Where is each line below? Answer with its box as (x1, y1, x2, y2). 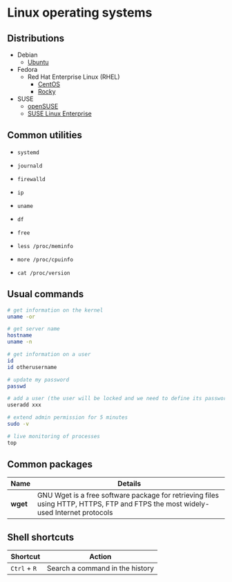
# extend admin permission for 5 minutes (7, 414, 128, 421)
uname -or (7, 313, 36, 320)
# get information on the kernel (7, 306, 104, 314)
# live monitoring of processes (7, 433, 100, 440)
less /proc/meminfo (17, 243, 74, 250)
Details (117, 479, 142, 489)
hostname (7, 332, 32, 339)
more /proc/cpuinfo (17, 256, 74, 263)
